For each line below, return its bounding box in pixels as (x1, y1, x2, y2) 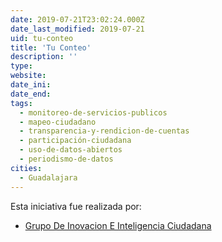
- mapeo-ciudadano (19, 117, 97, 127)
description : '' (10, 52, 78, 62)
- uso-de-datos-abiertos (19, 145, 123, 155)
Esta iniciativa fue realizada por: (10, 200, 142, 212)
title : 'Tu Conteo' (10, 42, 92, 53)
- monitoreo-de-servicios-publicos (19, 107, 168, 118)
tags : (10, 98, 33, 108)
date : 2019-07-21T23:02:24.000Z (10, 14, 145, 25)
